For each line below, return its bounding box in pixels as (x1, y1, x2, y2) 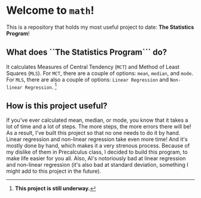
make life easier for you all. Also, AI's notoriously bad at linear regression (6, 155, 186, 162)
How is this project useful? (6, 100, 108, 111)
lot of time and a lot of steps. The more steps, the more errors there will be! (6, 123, 191, 130)
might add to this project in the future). (6, 167, 102, 175)
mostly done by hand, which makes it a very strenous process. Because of (6, 142, 190, 149)
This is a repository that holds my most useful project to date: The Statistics (6, 23, 194, 31)
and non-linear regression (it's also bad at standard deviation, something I (6, 161, 188, 169)
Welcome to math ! (6, 4, 95, 17)
